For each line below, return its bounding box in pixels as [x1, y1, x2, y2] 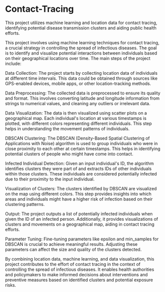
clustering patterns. [5, 201, 45, 207]
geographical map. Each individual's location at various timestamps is [5, 115, 147, 121]
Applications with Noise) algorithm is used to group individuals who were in [5, 140, 158, 146]
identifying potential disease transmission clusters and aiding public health [5, 25, 157, 30]
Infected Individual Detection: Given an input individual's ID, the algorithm [5, 160, 154, 166]
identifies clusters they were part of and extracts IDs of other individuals [5, 166, 152, 172]
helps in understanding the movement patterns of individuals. [5, 125, 130, 131]
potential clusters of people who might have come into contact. [5, 151, 133, 157]
